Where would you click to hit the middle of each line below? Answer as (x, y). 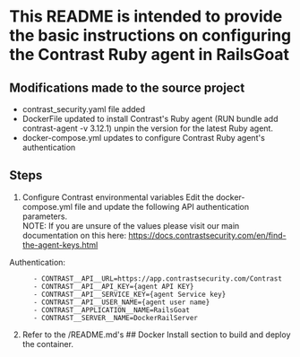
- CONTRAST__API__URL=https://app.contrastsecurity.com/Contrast (157, 279)
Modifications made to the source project (127, 87)
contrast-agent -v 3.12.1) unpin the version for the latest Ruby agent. (147, 128)
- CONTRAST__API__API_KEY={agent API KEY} (113, 286)
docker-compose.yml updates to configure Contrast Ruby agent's (144, 138)
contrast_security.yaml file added (84, 109)
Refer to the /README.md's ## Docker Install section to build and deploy (156, 335)
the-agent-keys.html (60, 245)
